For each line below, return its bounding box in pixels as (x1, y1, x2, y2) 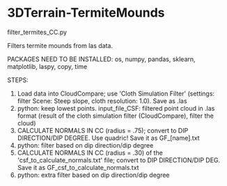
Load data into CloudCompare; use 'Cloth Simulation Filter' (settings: (17, 89, 214, 98)
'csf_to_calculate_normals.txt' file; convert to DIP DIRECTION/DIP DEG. (17, 155, 221, 164)
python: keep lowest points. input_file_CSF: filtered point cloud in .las (17, 104, 215, 112)
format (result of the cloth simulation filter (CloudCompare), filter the (17, 111, 214, 120)
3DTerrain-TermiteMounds (7, 5, 165, 21)
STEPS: (7, 75, 29, 84)
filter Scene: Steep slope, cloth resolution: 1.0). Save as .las (17, 96, 187, 105)
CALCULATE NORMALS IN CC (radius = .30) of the (17, 148, 164, 157)
